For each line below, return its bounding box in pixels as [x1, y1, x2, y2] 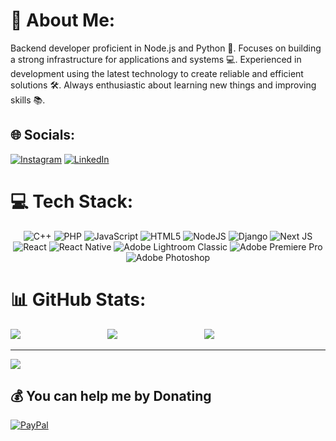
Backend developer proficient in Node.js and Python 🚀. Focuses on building [10, 42, 322, 54]
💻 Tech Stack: [10, 190, 134, 213]
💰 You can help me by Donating [10, 388, 212, 405]
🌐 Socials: [10, 127, 76, 144]
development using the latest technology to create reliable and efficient [10, 67, 304, 79]
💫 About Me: [10, 9, 116, 32]
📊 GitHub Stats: [10, 288, 147, 311]
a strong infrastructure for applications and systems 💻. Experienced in [10, 53, 302, 65]
